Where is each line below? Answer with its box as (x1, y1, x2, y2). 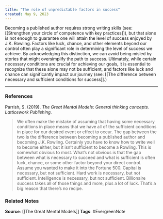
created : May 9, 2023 (5, 12, 49, 16)
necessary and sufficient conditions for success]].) (5, 76, 107, 82)
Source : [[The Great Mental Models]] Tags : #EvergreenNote (5, 209, 126, 215)
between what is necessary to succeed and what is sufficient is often (16, 155, 156, 160)
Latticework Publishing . (5, 109, 52, 115)
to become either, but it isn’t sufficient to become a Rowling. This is (16, 144, 151, 150)
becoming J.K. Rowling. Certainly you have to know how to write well (16, 139, 155, 145)
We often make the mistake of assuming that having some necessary (16, 118, 155, 124)
